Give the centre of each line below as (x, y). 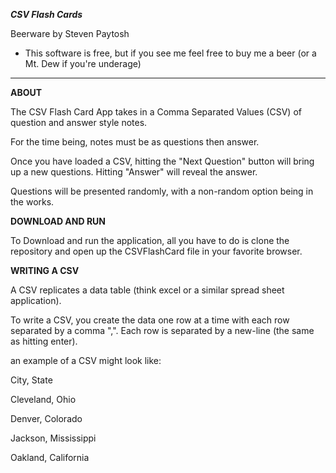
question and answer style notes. (79, 122)
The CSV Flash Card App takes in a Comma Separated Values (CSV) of (156, 112)
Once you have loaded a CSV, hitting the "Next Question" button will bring (162, 161)
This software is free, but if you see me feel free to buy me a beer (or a (170, 53)
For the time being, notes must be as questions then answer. (135, 142)
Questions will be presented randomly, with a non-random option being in (162, 191)
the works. (32, 202)
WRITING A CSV (45, 270)
